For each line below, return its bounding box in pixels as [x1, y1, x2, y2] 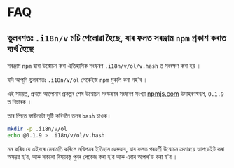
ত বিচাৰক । [7, 97, 32, 106]
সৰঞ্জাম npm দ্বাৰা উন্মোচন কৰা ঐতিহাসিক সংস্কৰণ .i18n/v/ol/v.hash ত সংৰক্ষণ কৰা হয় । [7, 62, 201, 70]
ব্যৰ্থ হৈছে [7, 43, 34, 55]
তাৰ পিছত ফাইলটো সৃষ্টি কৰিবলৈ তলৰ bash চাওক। [7, 111, 112, 120]
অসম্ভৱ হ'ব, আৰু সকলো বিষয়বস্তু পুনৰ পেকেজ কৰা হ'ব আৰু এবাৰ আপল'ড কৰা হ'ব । [7, 152, 178, 161]
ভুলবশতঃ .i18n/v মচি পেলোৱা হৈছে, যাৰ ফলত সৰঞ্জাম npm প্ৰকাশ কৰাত [7, 32, 226, 44]
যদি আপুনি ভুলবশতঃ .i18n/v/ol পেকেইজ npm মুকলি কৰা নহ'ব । [7, 76, 148, 84]
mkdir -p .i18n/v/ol [7, 125, 68, 132]
